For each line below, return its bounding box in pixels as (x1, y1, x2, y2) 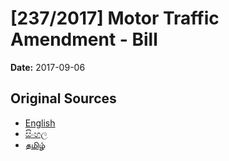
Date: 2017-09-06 (10, 61, 86, 73)
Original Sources (10, 90, 117, 107)
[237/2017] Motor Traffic (10, 7, 220, 30)
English (24, 117, 56, 129)
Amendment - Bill (10, 28, 158, 51)
